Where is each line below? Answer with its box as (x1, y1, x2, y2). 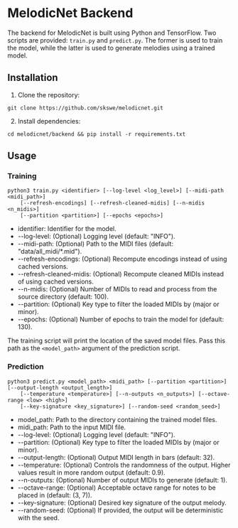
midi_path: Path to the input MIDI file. (17, 423, 126, 431)
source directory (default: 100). (17, 293, 109, 301)
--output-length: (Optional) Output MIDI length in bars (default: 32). (17, 453, 215, 461)
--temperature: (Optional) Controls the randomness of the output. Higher (17, 460, 231, 469)
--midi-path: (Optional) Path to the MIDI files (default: (17, 239, 174, 248)
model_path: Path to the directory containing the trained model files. (17, 415, 217, 424)
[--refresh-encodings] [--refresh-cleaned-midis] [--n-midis (20, 200, 205, 207)
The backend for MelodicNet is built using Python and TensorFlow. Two (7, 28, 217, 37)
